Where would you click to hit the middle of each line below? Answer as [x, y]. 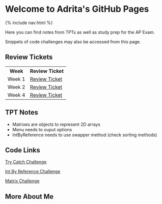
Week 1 [16, 79]
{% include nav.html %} [29, 23]
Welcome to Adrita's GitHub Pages [77, 9]
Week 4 [16, 95]
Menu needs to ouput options [42, 129]
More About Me [29, 196]
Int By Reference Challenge [33, 172]
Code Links [23, 150]
